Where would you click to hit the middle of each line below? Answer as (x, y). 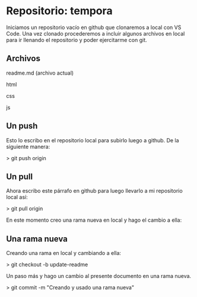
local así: (17, 197)
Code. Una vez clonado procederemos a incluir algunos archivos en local (96, 33)
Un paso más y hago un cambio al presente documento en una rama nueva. (99, 276)
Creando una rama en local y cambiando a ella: (64, 253)
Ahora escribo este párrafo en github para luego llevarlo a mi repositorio (94, 191)
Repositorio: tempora (59, 11)
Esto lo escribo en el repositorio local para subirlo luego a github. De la (93, 140)
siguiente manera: (28, 146)
